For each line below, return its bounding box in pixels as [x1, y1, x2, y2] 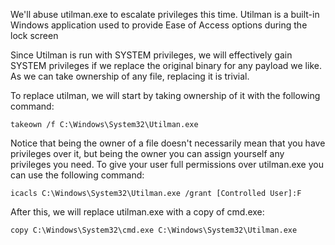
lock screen [10, 30, 59, 41]
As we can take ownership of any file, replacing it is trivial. [10, 70, 250, 82]
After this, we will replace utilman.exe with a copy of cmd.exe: [10, 206, 265, 218]
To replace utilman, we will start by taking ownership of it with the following [10, 90, 321, 101]
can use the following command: [10, 169, 145, 181]
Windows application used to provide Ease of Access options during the [10, 19, 308, 31]
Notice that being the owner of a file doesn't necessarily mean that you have [10, 137, 326, 149]
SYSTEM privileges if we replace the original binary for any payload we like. [10, 60, 322, 71]
